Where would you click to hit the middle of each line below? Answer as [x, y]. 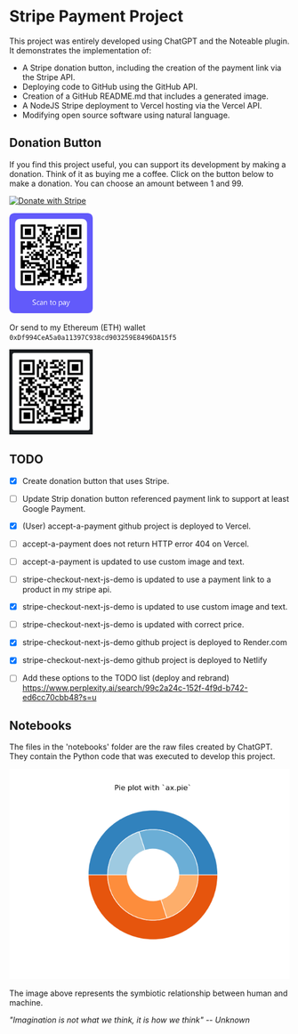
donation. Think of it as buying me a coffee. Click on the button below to [141, 174]
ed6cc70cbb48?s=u [59, 698]
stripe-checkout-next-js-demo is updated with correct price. [133, 625]
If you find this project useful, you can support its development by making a [148, 164]
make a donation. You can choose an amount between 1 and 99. [127, 183]
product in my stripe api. [67, 590]
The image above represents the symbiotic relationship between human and [149, 993]
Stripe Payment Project [97, 16]
